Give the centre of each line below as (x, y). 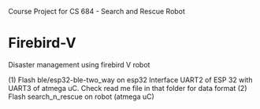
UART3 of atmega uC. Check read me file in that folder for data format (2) (128, 88)
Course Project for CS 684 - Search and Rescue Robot (97, 11)
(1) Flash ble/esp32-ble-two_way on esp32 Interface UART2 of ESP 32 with (130, 80)
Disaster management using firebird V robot (79, 64)
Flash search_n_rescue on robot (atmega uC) (82, 96)
